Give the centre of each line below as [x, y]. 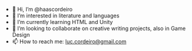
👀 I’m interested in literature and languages [66, 16]
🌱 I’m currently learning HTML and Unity [63, 22]
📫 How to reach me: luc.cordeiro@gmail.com [69, 41]
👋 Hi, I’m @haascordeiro [42, 9]
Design [21, 35]
